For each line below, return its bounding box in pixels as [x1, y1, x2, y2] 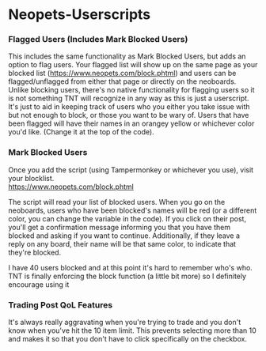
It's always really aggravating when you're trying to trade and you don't [8, 318, 241, 327]
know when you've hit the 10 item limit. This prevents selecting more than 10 [8, 326, 256, 335]
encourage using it [8, 279, 70, 289]
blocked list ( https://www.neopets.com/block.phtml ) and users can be [8, 69, 237, 78]
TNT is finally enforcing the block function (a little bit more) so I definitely [8, 271, 247, 281]
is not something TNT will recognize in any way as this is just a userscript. [8, 93, 249, 104]
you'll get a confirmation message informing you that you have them [8, 222, 231, 232]
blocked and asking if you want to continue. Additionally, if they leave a [8, 231, 240, 240]
